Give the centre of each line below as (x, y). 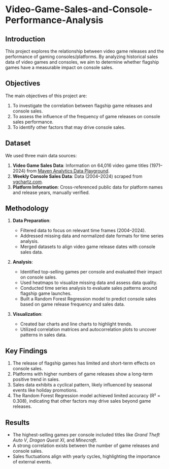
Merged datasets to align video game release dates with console (88, 247)
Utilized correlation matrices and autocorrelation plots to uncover (88, 329)
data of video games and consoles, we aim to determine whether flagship (82, 62)
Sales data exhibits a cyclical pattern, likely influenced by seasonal (82, 385)
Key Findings (26, 351)
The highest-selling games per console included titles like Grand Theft (86, 435)
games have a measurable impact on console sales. (59, 67)
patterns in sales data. (43, 335)
